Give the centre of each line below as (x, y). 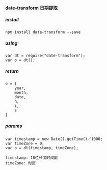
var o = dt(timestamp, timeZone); (42, 148)
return (12, 71)
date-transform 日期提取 (31, 8)
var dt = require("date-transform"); (45, 55)
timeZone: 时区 (21, 163)
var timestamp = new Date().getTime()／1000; (54, 139)
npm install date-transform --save (43, 32)
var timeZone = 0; (25, 144)
